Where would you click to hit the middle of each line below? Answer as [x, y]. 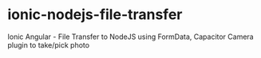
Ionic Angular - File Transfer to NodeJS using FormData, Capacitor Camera [130, 37]
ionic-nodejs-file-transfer [95, 15]
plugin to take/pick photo [48, 44]
